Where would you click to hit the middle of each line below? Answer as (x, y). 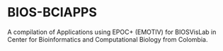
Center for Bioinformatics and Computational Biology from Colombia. (108, 39)
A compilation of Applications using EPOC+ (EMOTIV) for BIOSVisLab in (112, 32)
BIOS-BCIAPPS (52, 12)
